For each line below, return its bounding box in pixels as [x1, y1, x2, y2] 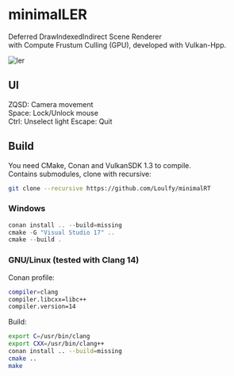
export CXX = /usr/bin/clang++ [8, 340, 105, 348]
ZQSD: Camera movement [8, 99, 94, 109]
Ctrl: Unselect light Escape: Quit [8, 117, 113, 126]
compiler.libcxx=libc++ [8, 295, 87, 303]
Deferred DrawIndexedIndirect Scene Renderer [8, 32, 163, 41]
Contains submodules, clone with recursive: [8, 169, 152, 178]
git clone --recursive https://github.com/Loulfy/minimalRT [8, 184, 212, 192]
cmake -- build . [8, 236, 62, 244]
